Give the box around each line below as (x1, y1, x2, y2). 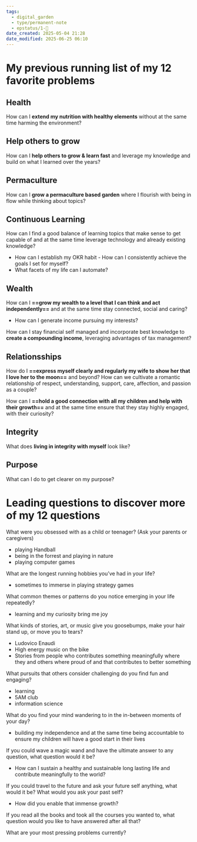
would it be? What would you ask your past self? (6, 788, 123, 795)
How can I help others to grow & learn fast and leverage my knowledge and (6, 152, 191, 159)
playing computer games (14, 558, 75, 565)
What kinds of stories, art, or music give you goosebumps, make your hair (6, 621, 185, 629)
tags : (6, 8, 19, 15)
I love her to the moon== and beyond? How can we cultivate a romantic (6, 374, 181, 381)
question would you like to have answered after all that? (6, 817, 141, 824)
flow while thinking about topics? (6, 197, 86, 204)
